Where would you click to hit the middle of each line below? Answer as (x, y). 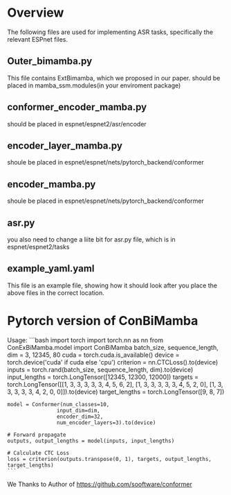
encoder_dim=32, (80, 417)
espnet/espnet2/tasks (38, 247)
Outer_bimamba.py (50, 61)
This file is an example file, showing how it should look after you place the (112, 285)
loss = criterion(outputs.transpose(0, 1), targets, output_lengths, (110, 459)
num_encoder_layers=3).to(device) (106, 422)
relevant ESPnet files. (37, 39)
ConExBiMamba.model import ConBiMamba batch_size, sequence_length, (113, 347)
